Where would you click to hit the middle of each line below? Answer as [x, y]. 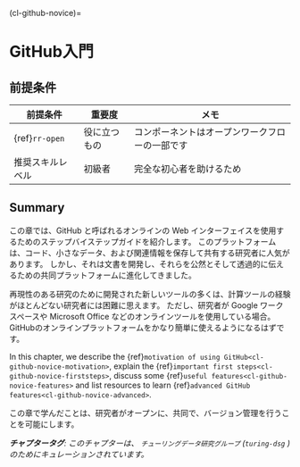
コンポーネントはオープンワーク [200, 132]
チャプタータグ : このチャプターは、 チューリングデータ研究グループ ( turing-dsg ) [150, 443]
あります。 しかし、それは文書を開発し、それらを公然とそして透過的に [139, 263]
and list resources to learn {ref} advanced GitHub [163, 385]
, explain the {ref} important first [171, 366]
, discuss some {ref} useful [158, 375]
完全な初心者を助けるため [187, 169]
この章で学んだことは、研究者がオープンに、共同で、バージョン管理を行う [146, 413]
